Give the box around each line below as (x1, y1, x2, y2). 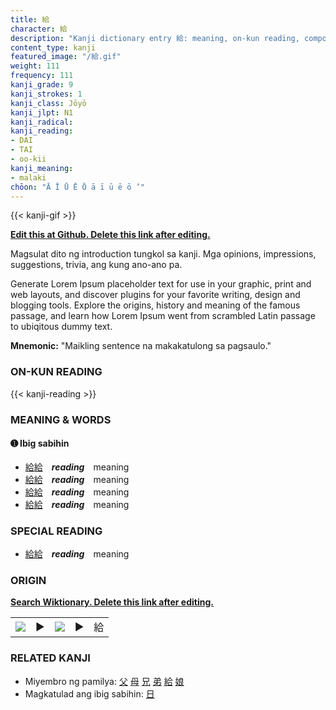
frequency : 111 (10, 71, 74, 81)
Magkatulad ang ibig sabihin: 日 (24, 687, 155, 700)
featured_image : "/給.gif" (10, 52, 122, 62)
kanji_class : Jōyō (10, 98, 87, 108)
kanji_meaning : (10, 163, 74, 173)
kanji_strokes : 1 (10, 89, 83, 99)
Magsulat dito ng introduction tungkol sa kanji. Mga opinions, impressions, (10, 248, 317, 260)
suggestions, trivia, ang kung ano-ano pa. (10, 259, 183, 271)
